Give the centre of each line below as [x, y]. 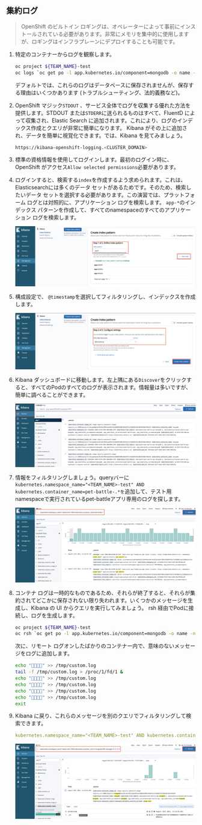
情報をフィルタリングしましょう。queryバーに [72, 477]
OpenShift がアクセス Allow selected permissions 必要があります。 [97, 167]
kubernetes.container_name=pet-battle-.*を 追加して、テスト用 [93, 491]
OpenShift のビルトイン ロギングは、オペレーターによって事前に [100, 26]
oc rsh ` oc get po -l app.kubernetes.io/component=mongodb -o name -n [105, 634]
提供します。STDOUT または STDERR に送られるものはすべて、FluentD [99, 112]
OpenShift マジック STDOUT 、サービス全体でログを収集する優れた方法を [103, 105]
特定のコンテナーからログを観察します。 [65, 54]
